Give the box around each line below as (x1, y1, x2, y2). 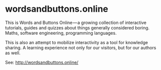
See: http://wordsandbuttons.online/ (5, 59, 79, 65)
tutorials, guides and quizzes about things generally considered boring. (5, 24, 150, 30)
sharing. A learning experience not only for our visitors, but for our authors (5, 45, 157, 50)
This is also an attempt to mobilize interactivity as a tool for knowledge (5, 39, 148, 45)
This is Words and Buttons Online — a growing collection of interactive (5, 20, 147, 25)
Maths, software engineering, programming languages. (5, 30, 117, 36)
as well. (5, 50, 21, 56)
